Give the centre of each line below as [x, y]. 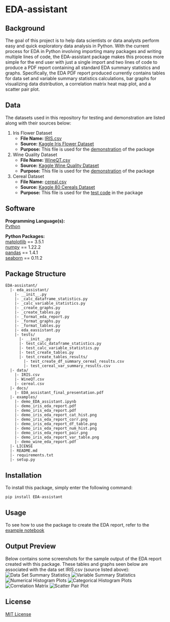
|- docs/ [19, 388]
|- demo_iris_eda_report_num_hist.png [56, 429]
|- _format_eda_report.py [42, 317]
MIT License [18, 614]
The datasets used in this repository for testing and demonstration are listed [85, 117]
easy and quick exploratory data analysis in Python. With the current [77, 46]
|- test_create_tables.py [46, 353]
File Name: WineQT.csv [45, 160]
